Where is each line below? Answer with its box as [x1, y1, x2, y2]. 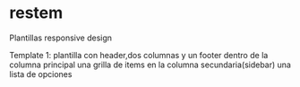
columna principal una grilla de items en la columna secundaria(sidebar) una [9, 59, 291, 70]
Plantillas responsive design [9, 32, 113, 43]
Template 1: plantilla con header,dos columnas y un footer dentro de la [9, 49, 269, 60]
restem [9, 3, 64, 23]
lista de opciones [9, 68, 73, 79]
